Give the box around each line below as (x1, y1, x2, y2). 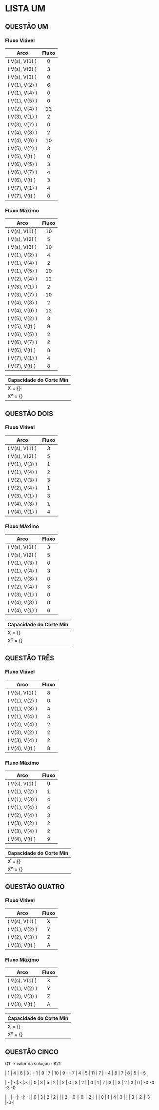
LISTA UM (5, 3, 46, 14)
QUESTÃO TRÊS (5, 654, 55, 662)
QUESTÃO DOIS (5, 409, 54, 417)
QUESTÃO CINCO (5, 1048, 59, 1056)
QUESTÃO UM (5, 22, 49, 31)
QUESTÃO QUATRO (5, 882, 65, 891)
